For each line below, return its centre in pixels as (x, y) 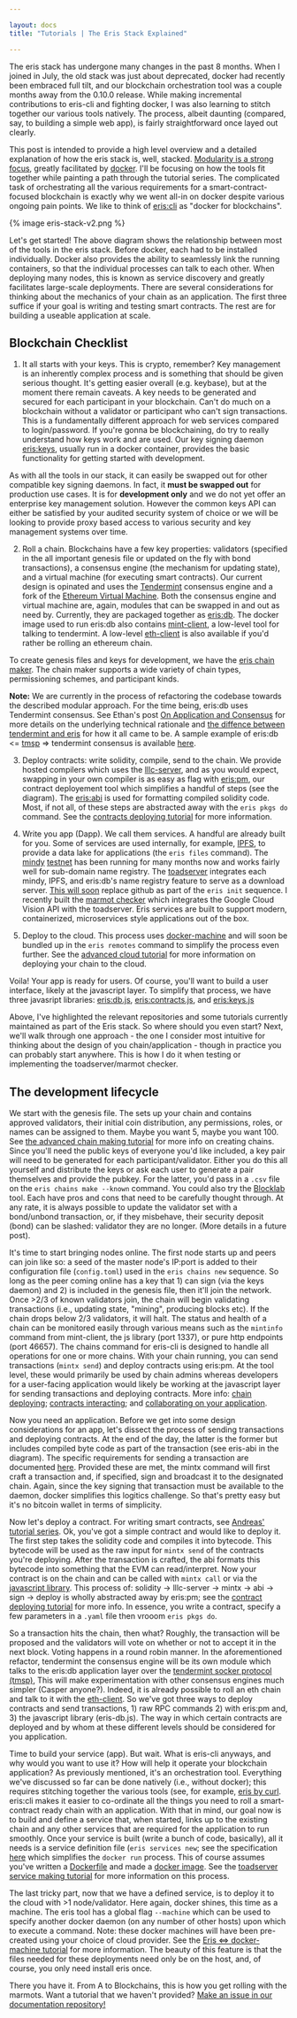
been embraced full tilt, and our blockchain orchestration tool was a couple (146, 85)
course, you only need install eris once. (81, 1968)
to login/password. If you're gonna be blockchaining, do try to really (145, 430)
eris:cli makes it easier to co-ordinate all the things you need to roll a (134, 1801)
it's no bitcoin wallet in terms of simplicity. (86, 1505)
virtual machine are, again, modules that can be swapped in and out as (151, 605)
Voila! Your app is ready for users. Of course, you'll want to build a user (139, 981)
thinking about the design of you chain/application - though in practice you (145, 1045)
